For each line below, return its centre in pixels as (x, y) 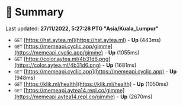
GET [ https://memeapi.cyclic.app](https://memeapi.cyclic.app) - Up (95, 71)
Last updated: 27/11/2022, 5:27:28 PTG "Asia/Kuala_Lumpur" (82, 28)
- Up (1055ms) (122, 52)
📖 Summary (35, 12)
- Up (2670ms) (134, 97)
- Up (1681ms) (119, 65)
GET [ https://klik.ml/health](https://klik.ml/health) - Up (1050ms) (91, 84)
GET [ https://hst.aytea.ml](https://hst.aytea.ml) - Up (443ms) (87, 40)
